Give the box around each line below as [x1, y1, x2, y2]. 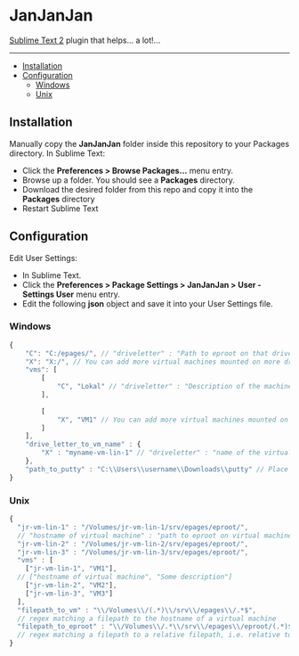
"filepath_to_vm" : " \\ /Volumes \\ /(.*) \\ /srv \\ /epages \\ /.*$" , [17, 605, 257, 615]
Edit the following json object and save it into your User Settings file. [21, 298, 273, 308]
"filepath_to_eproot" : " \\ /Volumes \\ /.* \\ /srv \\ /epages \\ [17, 622, 241, 631]
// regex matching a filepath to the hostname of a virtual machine [17, 614, 277, 623]
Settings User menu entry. [21, 289, 120, 299]
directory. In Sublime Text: [9, 148, 105, 159]
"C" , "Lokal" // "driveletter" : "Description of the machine [56, 382, 293, 391]
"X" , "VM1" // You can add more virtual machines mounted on [56, 415, 289, 424]
